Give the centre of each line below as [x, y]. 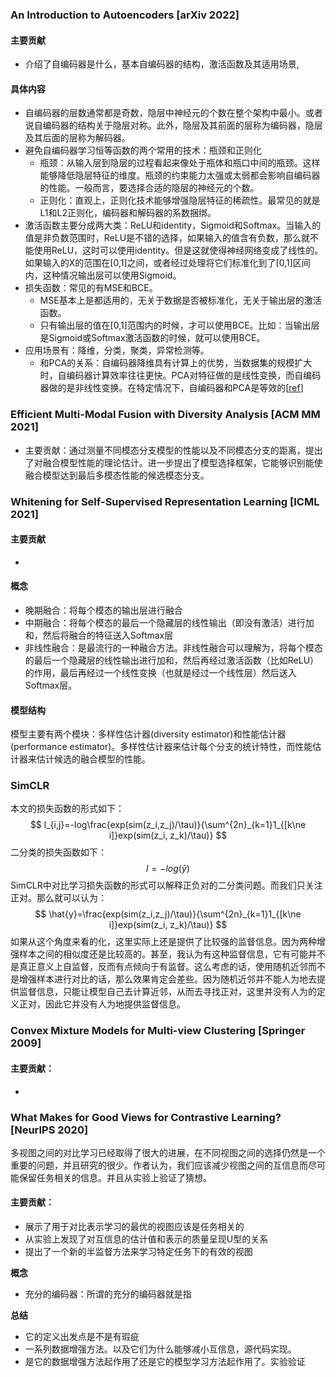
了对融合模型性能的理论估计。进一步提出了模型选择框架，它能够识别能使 [173, 462]
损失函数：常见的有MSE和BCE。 [91, 288]
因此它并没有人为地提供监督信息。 [115, 1004]
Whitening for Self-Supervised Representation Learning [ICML [165, 501]
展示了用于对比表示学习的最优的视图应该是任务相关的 [134, 1227]
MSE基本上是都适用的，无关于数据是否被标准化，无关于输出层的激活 [180, 300]
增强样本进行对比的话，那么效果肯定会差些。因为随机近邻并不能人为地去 [167, 979]
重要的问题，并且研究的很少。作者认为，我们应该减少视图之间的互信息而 [159, 1165]
